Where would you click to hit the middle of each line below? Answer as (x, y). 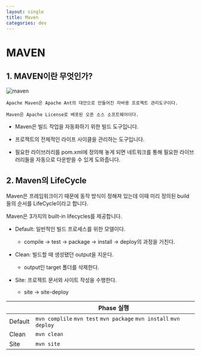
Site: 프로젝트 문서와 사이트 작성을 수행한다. (66, 280)
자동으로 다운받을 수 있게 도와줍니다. (78, 160)
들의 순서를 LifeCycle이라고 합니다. (47, 204)
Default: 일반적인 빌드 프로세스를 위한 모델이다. (70, 229)
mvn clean (50, 334)
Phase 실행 (114, 308)
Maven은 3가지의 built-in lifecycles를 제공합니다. (64, 216)
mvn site (48, 344)
